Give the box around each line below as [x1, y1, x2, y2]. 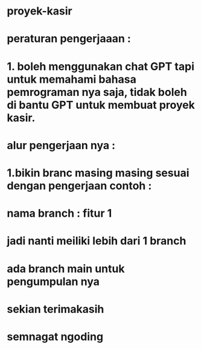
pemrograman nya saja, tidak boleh [7, 85, 188, 99]
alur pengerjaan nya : [7, 138, 116, 152]
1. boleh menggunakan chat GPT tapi [7, 59, 195, 73]
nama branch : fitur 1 [7, 207, 112, 220]
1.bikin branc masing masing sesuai [7, 166, 190, 179]
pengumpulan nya [7, 275, 100, 288]
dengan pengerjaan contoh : [7, 179, 152, 193]
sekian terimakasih [7, 302, 104, 316]
